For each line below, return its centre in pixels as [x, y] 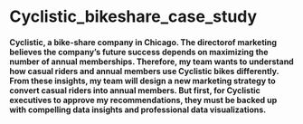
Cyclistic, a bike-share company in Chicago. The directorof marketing [143, 42]
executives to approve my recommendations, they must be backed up [143, 100]
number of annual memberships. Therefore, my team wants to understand [151, 62]
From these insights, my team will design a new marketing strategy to [142, 81]
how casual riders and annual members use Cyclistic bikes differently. [144, 71]
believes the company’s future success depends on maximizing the [139, 52]
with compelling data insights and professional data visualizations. [138, 110]
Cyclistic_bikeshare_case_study [133, 17]
